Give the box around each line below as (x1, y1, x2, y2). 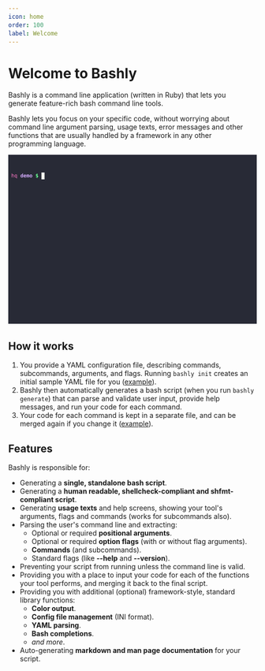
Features (8, 442, 53, 455)
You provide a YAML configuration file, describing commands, (19, 360, 222, 370)
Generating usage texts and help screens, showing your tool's (19, 503, 223, 513)
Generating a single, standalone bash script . (19, 478, 167, 488)
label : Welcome (8, 29, 58, 37)
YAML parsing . (31, 621, 81, 630)
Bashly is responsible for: (8, 463, 91, 472)
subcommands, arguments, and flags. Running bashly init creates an (19, 369, 248, 378)
